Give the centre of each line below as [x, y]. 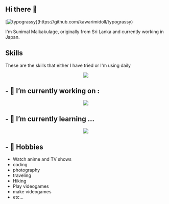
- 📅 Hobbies [24, 147]
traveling [22, 175]
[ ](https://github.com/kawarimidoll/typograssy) [69, 21]
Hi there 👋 [21, 9]
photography [26, 170]
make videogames [32, 192]
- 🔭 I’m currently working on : [52, 91]
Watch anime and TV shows [42, 159]
